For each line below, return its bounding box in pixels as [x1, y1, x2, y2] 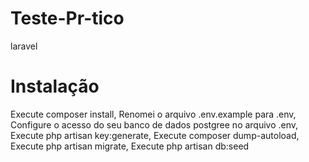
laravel [10, 40, 38, 52]
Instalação [10, 75, 100, 98]
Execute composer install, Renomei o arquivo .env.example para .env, [10, 108, 297, 120]
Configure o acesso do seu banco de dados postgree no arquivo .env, [10, 118, 299, 131]
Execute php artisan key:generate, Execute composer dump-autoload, [10, 129, 300, 141]
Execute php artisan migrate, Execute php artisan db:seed [10, 140, 250, 152]
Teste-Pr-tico [10, 7, 125, 30]
